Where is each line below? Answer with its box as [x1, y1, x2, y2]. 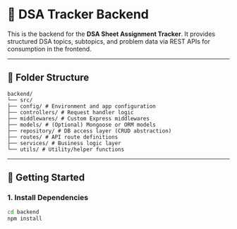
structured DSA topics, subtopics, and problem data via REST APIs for [7, 37, 210, 45]
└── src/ [7, 97, 33, 104]
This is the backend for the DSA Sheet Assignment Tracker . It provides [7, 30, 216, 38]
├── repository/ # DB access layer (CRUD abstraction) [7, 127, 172, 135]
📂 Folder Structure [7, 72, 90, 84]
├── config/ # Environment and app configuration [7, 102, 157, 110]
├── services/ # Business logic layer [7, 140, 121, 147]
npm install [7, 215, 42, 223]
